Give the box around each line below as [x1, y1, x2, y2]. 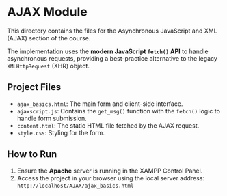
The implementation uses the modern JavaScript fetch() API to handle [7, 47, 209, 55]
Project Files [7, 81, 62, 93]
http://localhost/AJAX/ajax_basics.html [16, 182, 134, 189]
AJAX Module [7, 4, 88, 20]
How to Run [7, 148, 57, 160]
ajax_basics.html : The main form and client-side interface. [16, 100, 183, 108]
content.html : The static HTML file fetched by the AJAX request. [16, 121, 200, 130]
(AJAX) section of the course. [7, 33, 91, 42]
